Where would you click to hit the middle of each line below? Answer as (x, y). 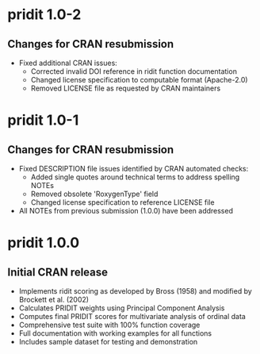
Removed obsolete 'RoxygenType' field (94, 194)
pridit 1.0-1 (43, 120)
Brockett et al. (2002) (54, 300)
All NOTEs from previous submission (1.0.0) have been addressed (126, 211)
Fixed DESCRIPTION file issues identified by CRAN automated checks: (134, 169)
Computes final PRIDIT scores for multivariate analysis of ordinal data (132, 316)
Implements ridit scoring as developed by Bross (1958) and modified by (136, 291)
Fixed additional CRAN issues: (68, 63)
